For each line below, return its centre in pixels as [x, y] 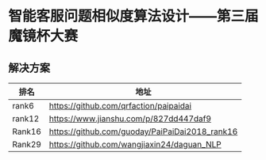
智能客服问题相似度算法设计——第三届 [134, 16]
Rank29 [27, 145]
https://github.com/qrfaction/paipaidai [120, 106]
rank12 [26, 118]
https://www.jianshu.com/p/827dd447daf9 [130, 118]
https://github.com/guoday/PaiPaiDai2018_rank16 [143, 131]
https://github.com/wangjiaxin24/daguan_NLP [135, 145]
